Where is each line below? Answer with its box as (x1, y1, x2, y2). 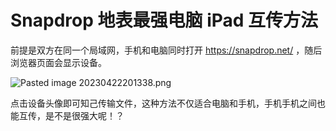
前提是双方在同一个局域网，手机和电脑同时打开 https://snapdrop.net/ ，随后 (10, 44, 323, 56)
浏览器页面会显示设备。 (10, 56, 107, 68)
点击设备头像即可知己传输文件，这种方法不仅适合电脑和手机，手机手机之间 (10, 97, 317, 109)
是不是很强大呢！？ (44, 109, 125, 121)
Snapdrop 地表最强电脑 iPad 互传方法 (10, 9, 319, 32)
